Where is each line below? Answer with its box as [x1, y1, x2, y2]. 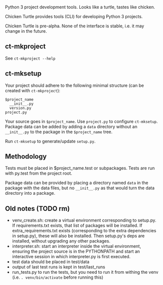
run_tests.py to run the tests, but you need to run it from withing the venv [12, 269, 159, 275]
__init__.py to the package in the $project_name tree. [5, 129, 113, 135]
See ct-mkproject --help [5, 55, 56, 61]
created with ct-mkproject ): [5, 87, 61, 93]
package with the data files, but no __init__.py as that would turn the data [5, 185, 155, 191]
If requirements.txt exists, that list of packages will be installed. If [12, 223, 143, 228]
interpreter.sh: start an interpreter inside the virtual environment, [12, 244, 141, 249]
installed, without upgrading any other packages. [12, 238, 110, 244]
